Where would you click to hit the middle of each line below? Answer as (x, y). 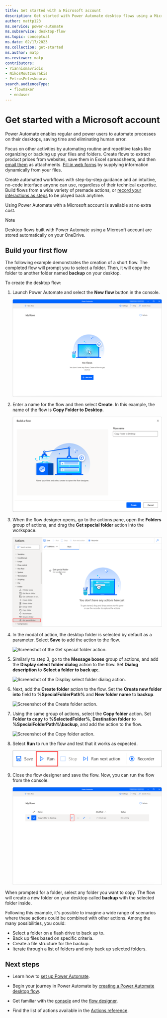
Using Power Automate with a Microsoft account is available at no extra (78, 205)
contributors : (20, 63)
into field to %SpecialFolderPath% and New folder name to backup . (83, 694)
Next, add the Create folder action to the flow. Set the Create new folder (87, 689)
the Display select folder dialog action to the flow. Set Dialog (75, 664)
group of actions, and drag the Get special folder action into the (78, 525)
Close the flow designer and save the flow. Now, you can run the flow (83, 775)
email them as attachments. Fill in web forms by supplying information (77, 164)
